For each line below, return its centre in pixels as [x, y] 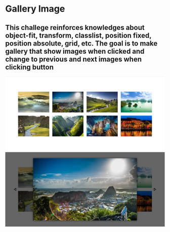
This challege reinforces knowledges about [75, 28]
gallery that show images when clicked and [75, 51]
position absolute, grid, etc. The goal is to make [81, 43]
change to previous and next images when [74, 59]
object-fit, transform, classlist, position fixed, [78, 35]
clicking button [30, 67]
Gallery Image [35, 9]
